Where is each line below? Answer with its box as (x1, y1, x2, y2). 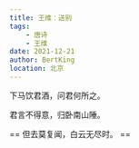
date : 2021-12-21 (9, 47, 75, 56)
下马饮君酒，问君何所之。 (9, 90, 105, 101)
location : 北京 (9, 64, 65, 74)
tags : (9, 22, 30, 31)
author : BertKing (9, 55, 75, 64)
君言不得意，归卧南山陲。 (9, 109, 105, 120)
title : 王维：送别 (9, 13, 73, 23)
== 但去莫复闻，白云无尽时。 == (9, 128, 131, 139)
